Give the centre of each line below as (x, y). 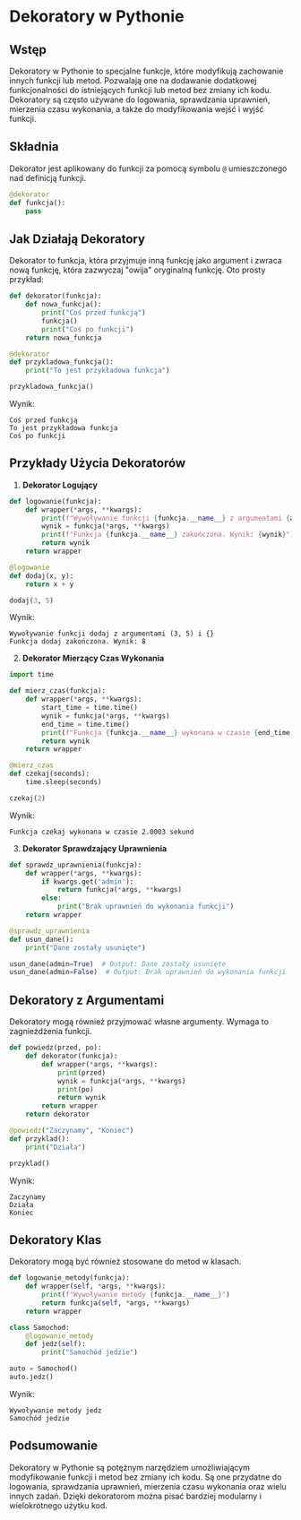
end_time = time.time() (86, 724)
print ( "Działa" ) (56, 1147)
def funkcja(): (38, 203)
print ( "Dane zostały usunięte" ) (86, 947)
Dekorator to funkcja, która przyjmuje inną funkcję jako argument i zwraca (146, 261)
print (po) (75, 1089)
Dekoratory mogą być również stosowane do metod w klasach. (125, 1262)
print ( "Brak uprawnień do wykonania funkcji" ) (146, 907)
